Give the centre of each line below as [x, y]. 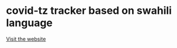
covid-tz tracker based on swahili [89, 11]
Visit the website [26, 39]
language [29, 23]
